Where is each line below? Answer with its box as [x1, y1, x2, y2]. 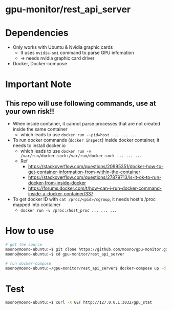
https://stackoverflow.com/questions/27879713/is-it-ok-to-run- [28, 174, 162, 180]
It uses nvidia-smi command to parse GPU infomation [20, 50, 134, 56]
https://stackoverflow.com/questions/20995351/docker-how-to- [28, 163, 164, 170]
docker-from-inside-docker [28, 180, 86, 186]
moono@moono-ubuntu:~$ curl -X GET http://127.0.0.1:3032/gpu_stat [5, 300, 153, 305]
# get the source [5, 242, 42, 247]
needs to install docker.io [12, 142, 66, 149]
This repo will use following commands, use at [5, 99, 156, 107]
